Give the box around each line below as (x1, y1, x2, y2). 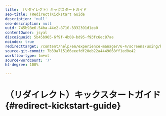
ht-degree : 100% (5, 62, 39, 67)
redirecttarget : (5, 44, 39, 49)
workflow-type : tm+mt (5, 53, 50, 58)
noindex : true (5, 39, 35, 44)
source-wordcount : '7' (5, 58, 52, 63)
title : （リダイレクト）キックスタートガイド (5, 7, 87, 12)
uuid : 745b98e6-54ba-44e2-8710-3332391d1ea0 (5, 26, 98, 31)
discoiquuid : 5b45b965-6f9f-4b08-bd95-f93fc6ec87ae (5, 35, 114, 40)
